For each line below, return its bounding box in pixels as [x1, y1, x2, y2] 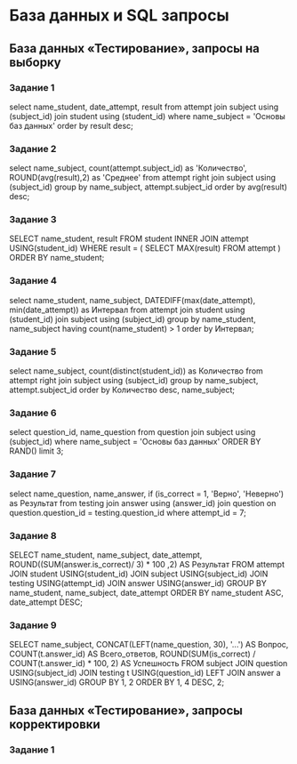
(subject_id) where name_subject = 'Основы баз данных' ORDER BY [9, 437, 261, 447]
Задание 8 [9, 529, 57, 542]
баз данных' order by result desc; [9, 120, 133, 131]
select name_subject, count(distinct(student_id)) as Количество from [9, 366, 264, 376]
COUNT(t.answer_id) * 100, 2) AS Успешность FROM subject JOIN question [9, 658, 288, 669]
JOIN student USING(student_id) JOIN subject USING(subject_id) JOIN [9, 568, 269, 579]
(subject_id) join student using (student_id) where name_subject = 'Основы [9, 110, 286, 121]
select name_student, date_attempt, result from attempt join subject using [9, 101, 279, 112]
